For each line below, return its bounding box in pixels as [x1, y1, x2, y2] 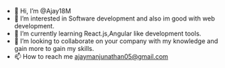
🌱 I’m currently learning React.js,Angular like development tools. [13, 29, 202, 38]
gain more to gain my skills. [13, 45, 94, 52]
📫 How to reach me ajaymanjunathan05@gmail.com [13, 52, 169, 60]
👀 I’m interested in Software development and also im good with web [13, 14, 215, 23]
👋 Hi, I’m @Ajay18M [13, 7, 72, 15]
